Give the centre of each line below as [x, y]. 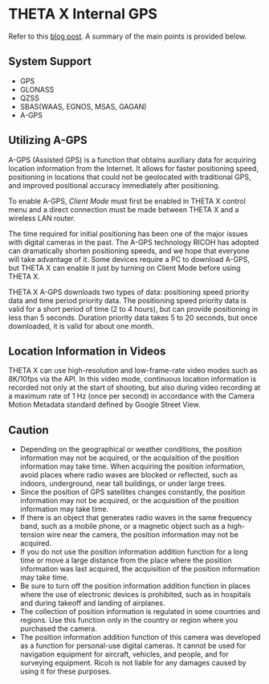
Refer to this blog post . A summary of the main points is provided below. [128, 36]
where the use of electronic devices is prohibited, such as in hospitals [135, 595]
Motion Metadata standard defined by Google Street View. [104, 405]
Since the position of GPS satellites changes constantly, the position [132, 492]
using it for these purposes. [65, 671]
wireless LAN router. [42, 218]
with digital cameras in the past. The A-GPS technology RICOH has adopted [134, 242]
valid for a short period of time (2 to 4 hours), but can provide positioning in [133, 309]
